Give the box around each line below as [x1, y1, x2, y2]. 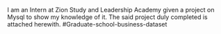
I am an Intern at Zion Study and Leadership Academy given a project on [7, 6, 215, 14]
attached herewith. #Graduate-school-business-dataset [7, 20, 167, 28]
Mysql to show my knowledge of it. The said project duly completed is [7, 13, 208, 21]
